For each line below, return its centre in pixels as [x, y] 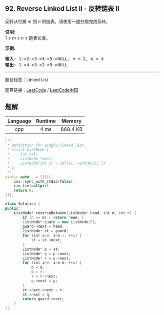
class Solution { [23, 204]
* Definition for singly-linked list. [47, 145]
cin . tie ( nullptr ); [32, 186]
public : [13, 208]
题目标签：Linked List [27, 79]
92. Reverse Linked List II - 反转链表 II [62, 9]
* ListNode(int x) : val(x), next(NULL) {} [56, 163]
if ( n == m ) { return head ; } [53, 217]
